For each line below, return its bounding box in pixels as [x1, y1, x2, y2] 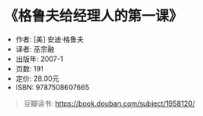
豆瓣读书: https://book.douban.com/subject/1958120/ [23, 99, 196, 108]
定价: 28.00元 [15, 74, 60, 83]
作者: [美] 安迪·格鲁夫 [15, 34, 84, 44]
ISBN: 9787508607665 [15, 82, 90, 92]
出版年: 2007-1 [15, 54, 63, 63]
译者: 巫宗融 [15, 44, 55, 53]
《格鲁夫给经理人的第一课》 [4, 7, 183, 25]
